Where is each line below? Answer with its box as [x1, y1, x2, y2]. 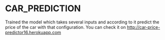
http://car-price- [127, 24, 160, 30]
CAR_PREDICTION [5, 3, 81, 14]
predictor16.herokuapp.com [5, 29, 62, 35]
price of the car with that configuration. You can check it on [5, 24, 126, 30]
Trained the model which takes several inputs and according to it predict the [5, 19, 160, 25]
